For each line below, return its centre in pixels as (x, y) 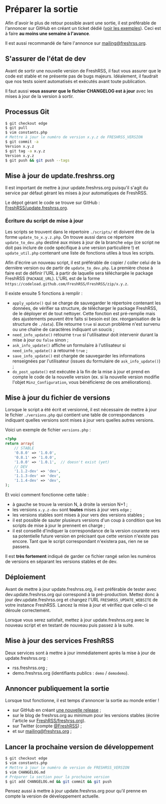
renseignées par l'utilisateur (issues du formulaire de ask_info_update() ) (86, 361)
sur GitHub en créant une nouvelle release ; (57, 710)
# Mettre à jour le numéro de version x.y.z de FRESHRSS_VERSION (74, 137)
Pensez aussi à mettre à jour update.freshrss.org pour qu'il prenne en (76, 791)
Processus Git (27, 112)
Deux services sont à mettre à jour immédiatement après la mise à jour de (80, 653)
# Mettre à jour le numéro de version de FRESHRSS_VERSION (67, 767)
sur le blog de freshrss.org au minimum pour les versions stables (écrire (86, 715)
